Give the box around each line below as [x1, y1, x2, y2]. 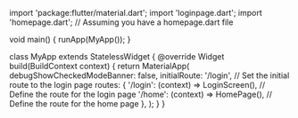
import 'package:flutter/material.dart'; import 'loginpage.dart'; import [9, 8, 263, 18]
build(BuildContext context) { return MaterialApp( [9, 61, 190, 71]
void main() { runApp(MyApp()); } [9, 35, 131, 44]
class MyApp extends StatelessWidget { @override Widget [9, 51, 225, 61]
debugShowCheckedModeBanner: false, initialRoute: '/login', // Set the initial [9, 70, 290, 81]
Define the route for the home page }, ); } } [9, 98, 166, 109]
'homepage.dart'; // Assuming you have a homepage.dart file [9, 17, 234, 28]
